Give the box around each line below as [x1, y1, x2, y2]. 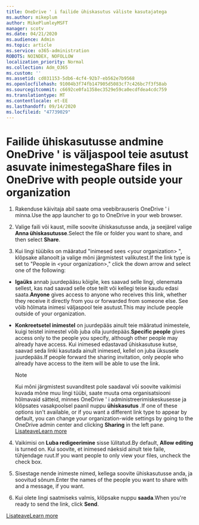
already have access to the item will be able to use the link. [14, 360, 160, 367]
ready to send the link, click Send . [14, 500, 99, 508]
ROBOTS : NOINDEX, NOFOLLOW [6, 53, 74, 59]
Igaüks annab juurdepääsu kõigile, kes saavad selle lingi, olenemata [14, 278, 182, 286]
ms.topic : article [6, 43, 52, 48]
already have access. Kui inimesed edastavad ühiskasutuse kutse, [14, 341, 178, 348]
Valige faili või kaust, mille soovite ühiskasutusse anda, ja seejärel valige [14, 223, 192, 230]
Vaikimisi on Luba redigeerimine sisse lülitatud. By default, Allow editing [14, 439, 194, 447]
